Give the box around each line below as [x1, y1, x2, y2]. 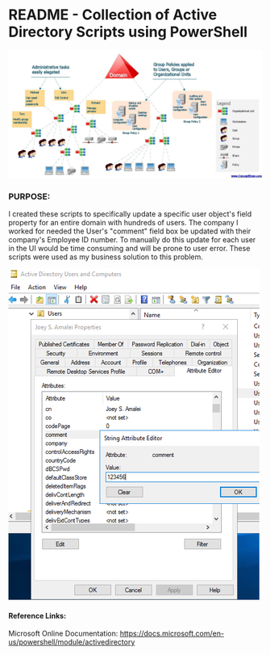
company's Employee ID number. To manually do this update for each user [8, 235, 256, 245]
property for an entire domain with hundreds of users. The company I [8, 218, 239, 228]
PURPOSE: [8, 191, 51, 202]
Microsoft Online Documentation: [8, 628, 118, 639]
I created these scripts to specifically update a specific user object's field [8, 209, 252, 219]
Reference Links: [8, 611, 67, 620]
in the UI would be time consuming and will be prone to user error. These [8, 244, 251, 254]
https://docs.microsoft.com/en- [119, 628, 224, 639]
